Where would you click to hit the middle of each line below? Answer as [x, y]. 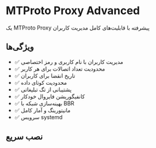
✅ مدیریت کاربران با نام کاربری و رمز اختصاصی [69, 61]
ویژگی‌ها [20, 47]
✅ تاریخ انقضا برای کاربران [45, 76]
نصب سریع [24, 137]
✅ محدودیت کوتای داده [41, 82]
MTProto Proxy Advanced [73, 11]
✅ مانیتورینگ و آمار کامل [43, 110]
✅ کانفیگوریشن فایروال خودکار [50, 96]
